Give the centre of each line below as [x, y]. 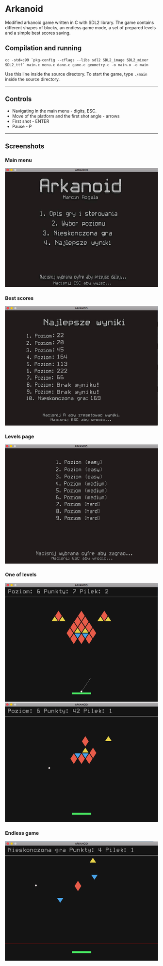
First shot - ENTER [31, 121]
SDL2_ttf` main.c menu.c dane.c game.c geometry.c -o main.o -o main [77, 65]
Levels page [20, 436]
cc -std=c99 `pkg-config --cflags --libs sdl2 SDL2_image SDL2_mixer [77, 60]
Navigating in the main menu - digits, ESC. [54, 111]
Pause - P [22, 126]
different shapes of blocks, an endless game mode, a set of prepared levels [81, 27]
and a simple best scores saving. [38, 33]
